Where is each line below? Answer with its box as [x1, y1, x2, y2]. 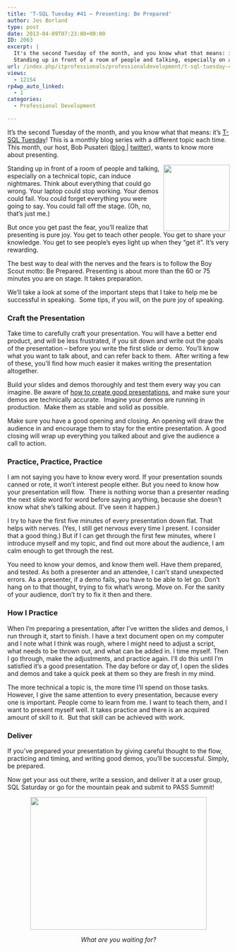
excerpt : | [7, 43, 39, 50]
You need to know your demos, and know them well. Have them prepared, [7, 560, 223, 569]
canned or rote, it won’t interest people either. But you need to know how [7, 480, 219, 489]
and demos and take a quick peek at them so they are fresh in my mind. [7, 669, 216, 677]
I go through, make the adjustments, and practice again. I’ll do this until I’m [7, 654, 224, 663]
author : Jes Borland [7, 17, 68, 24]
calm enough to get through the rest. [7, 547, 114, 555]
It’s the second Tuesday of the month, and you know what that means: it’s [7, 128, 221, 136]
